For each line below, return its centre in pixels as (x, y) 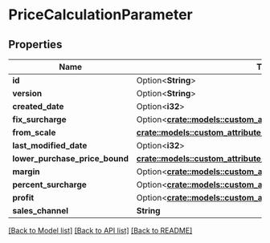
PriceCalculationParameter (100, 15)
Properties (35, 45)
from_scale (34, 132)
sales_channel (41, 211)
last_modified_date (50, 146)
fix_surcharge (39, 119)
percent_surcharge (49, 184)
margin (26, 172)
